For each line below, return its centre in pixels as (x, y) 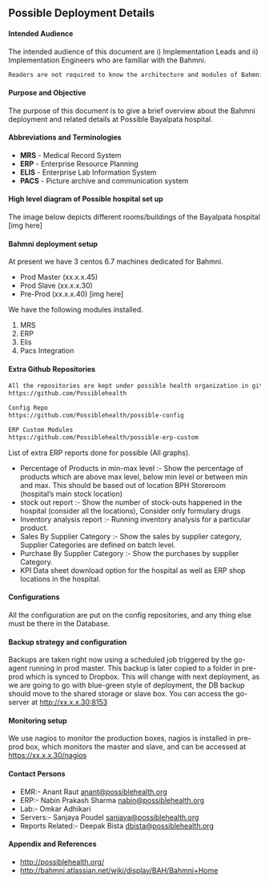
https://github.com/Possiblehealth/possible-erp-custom (103, 437)
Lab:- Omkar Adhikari (55, 808)
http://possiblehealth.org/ (62, 861)
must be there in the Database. (59, 623)
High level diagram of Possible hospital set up (86, 199)
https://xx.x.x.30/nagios (48, 756)
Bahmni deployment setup (53, 244)
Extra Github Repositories (52, 369)
